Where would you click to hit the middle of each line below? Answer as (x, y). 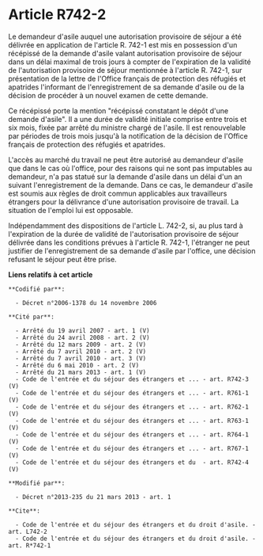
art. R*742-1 (30, 545)
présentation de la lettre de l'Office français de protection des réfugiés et (127, 78)
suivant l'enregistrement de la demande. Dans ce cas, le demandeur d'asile (131, 185)
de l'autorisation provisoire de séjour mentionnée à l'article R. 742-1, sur (125, 70)
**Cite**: (24, 511)
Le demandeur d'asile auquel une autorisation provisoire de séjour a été (125, 36)
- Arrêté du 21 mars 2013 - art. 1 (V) (81, 372)
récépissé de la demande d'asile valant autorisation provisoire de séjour (125, 53)
